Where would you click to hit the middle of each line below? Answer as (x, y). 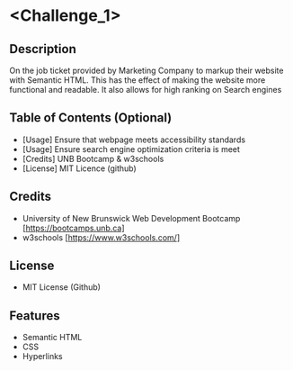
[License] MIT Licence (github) (79, 168)
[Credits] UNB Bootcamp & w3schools (93, 158)
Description (43, 49)
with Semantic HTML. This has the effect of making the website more (138, 80)
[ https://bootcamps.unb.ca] (73, 228)
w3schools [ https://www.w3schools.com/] (101, 237)
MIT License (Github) (62, 287)
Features (35, 316)
